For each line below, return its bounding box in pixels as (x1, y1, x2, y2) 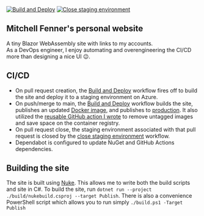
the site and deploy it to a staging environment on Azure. (15, 93, 158, 100)
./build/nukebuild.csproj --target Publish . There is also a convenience (6, 192, 192, 199)
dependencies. (15, 145, 53, 152)
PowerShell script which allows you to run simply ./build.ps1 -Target (6, 199, 183, 206)
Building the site (6, 163, 70, 174)
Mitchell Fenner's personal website (6, 23, 144, 34)
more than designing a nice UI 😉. (6, 53, 90, 60)
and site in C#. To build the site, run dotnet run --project (6, 185, 152, 193)
